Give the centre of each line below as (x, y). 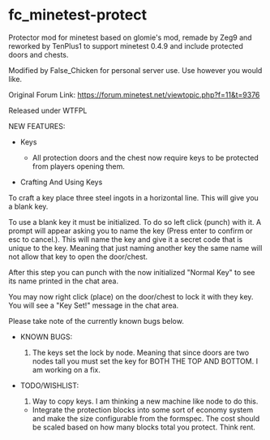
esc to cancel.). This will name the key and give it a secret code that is (126, 239)
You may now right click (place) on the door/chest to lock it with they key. (131, 296)
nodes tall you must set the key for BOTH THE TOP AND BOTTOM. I (145, 361)
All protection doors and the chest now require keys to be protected (146, 157)
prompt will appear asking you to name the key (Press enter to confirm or (131, 231)
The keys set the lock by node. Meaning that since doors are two (141, 352)
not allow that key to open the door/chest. (78, 257)
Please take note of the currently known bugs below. (96, 321)
